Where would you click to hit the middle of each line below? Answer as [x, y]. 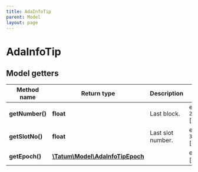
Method [28, 90]
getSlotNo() [26, 137]
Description [167, 94]
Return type [98, 94]
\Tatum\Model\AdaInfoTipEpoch [98, 157]
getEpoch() [25, 157]
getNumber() [28, 114]
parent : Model [24, 17]
